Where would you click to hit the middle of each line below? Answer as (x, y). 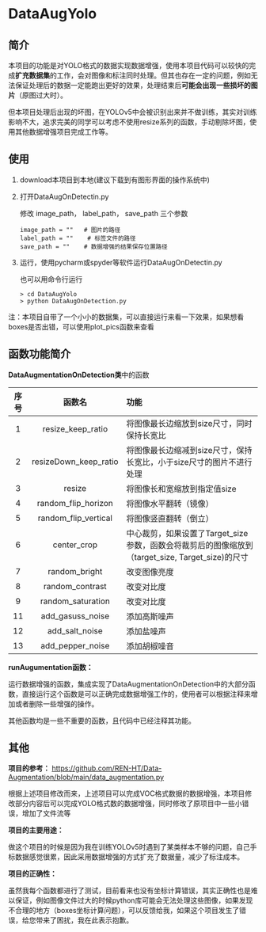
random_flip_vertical (75, 518)
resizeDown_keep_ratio (75, 462)
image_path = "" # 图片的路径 (70, 230)
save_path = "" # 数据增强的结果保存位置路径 (93, 246)
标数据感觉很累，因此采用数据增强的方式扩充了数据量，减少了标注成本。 (126, 857)
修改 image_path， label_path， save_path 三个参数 (104, 213)
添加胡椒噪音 (150, 646)
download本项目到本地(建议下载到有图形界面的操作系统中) (114, 180)
